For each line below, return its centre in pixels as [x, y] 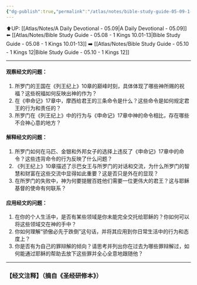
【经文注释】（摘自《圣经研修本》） [54, 276]
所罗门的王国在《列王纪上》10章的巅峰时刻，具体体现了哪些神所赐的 [97, 86]
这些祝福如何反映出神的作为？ [61, 93]
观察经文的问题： [27, 72]
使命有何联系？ [48, 188]
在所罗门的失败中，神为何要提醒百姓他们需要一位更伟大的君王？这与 [97, 181]
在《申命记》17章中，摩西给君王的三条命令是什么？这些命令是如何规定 [99, 100]
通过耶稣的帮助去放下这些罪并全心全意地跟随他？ [84, 254]
